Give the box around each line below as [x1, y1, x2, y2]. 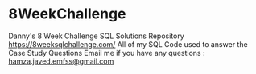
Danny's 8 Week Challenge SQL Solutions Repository [8, 31, 185, 41]
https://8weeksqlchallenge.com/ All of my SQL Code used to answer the [8, 39, 248, 49]
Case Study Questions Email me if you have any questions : [8, 48, 205, 57]
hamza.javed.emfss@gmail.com [8, 56, 114, 66]
